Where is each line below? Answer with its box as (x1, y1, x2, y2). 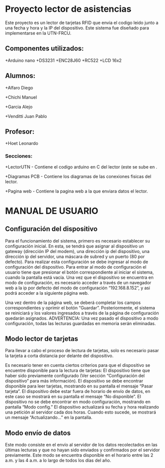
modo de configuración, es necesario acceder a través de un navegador (5, 279, 151, 285)
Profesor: (5, 127, 35, 136)
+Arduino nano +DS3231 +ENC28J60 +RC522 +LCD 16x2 (5, 57, 122, 63)
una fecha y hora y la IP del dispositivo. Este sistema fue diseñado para (5, 25, 149, 30)
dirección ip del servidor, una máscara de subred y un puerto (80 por (5, 253, 145, 259)
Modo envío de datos (5, 429, 71, 437)
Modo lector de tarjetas (5, 335, 79, 343)
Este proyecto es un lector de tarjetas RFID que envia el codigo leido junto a (5, 20, 159, 26)
